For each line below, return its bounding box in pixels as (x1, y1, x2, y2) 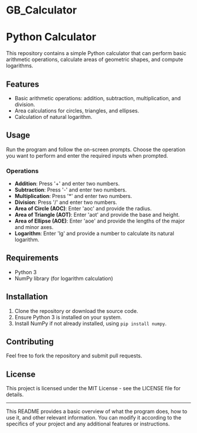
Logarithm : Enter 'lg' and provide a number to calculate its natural (14, 230, 175, 237)
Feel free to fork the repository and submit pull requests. (6, 352, 142, 359)
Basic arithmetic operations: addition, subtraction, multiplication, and (14, 94, 181, 101)
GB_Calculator (6, 4, 77, 17)
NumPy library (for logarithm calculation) (14, 275, 113, 282)
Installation (6, 292, 48, 302)
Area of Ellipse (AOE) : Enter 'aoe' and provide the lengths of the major (14, 217, 185, 224)
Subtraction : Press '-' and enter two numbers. (14, 186, 127, 193)
